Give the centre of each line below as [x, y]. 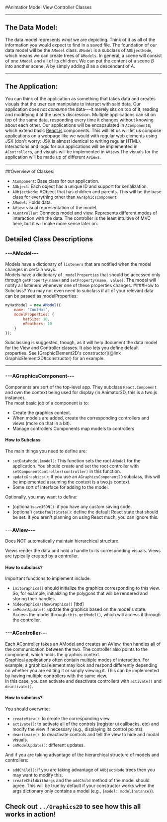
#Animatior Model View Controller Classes [48, 7]
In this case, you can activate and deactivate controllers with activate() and [83, 681]
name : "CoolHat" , [32, 310]
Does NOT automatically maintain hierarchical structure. [63, 541]
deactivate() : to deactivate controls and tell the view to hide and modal [85, 734]
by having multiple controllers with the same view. [56, 676]
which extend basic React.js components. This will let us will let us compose [83, 130]
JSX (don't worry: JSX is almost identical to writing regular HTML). [73, 141]
